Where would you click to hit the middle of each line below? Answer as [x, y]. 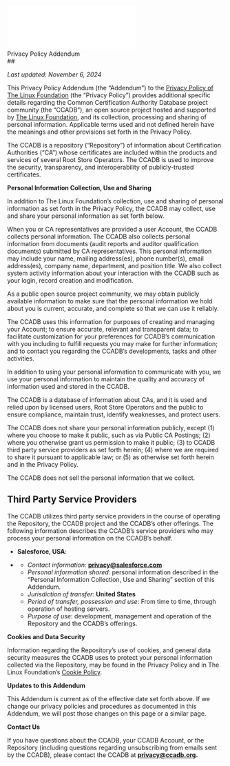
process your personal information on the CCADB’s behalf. [90, 538]
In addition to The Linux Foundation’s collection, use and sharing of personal [115, 201]
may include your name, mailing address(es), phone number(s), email [106, 259]
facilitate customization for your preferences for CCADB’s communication [111, 336]
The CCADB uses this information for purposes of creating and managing [111, 322]
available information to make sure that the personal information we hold [110, 301]
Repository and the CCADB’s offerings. [82, 623]
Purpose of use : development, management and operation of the [119, 616]
